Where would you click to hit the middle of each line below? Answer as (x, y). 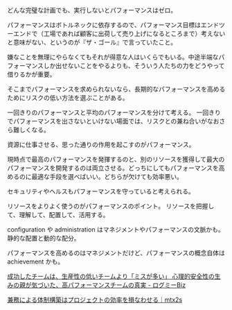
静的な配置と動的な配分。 (44, 238)
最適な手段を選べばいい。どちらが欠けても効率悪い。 (107, 176)
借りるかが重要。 (32, 74)
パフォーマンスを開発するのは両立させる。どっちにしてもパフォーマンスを (113, 168)
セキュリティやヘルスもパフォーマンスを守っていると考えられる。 (101, 191)
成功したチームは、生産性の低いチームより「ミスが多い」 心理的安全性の (111, 276)
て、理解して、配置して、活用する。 (58, 215)
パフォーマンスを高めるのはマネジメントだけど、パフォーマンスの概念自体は (116, 253)
